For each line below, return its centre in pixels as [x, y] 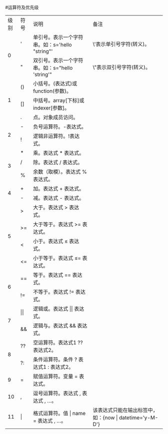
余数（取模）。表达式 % [60, 172]
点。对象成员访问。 [56, 117]
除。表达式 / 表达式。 [58, 162]
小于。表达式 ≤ [50, 241]
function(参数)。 [52, 91]
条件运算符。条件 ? [55, 359]
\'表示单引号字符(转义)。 [121, 44]
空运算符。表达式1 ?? [58, 343]
